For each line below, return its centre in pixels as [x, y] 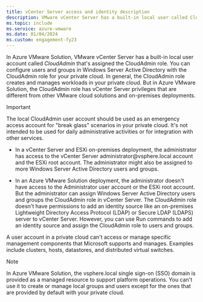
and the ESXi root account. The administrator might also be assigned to [104, 162]
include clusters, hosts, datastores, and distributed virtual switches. [90, 250]
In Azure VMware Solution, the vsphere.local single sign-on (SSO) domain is [101, 273]
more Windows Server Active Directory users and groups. [87, 169]
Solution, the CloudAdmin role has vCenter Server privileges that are [92, 89]
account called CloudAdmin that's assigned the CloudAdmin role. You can [98, 63]
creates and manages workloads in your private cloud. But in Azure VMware [101, 83]
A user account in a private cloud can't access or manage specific [89, 237]
